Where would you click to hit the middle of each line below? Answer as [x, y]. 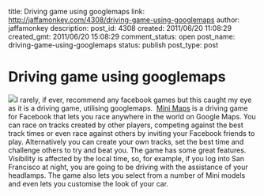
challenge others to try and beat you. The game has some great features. [127, 150]
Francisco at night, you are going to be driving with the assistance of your [128, 167]
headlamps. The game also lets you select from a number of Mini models [127, 175]
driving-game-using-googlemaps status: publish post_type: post [113, 45]
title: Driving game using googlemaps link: [77, 11]
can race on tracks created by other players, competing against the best [126, 125]
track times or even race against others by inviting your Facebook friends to [132, 133]
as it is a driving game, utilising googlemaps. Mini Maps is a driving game [128, 108]
